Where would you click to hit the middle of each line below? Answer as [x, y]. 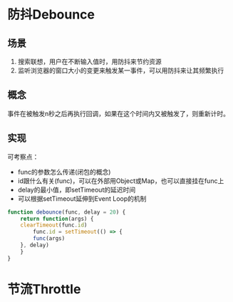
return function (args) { [57, 219]
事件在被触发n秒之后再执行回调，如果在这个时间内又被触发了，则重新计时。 [119, 113]
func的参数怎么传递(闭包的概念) [64, 172]
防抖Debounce [51, 15]
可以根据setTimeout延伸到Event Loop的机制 [82, 198]
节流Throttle [44, 289]
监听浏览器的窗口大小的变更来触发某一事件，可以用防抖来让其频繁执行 [121, 71]
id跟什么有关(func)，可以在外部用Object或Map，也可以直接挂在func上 [121, 181]
